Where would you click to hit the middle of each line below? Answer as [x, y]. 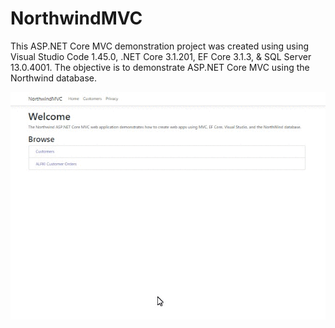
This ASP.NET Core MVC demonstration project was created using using [160, 46]
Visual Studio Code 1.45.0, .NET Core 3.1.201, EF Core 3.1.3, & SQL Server [161, 56]
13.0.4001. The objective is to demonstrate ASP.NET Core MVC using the [160, 67]
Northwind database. [54, 78]
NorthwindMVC [76, 18]
